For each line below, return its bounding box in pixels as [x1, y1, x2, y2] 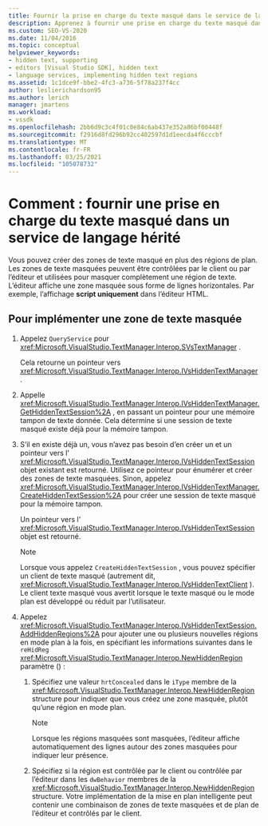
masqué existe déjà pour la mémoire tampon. [19, 424, 169, 433]
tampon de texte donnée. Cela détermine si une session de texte [19, 415, 233, 425]
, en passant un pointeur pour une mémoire [112, 407, 255, 417]
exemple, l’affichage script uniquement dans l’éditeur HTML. [8, 289, 209, 299]
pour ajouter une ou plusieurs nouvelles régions [100, 628, 258, 638]
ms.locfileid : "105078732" [8, 161, 98, 169]
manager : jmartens [8, 101, 69, 109]
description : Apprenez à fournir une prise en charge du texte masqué [8, 19, 248, 27]
